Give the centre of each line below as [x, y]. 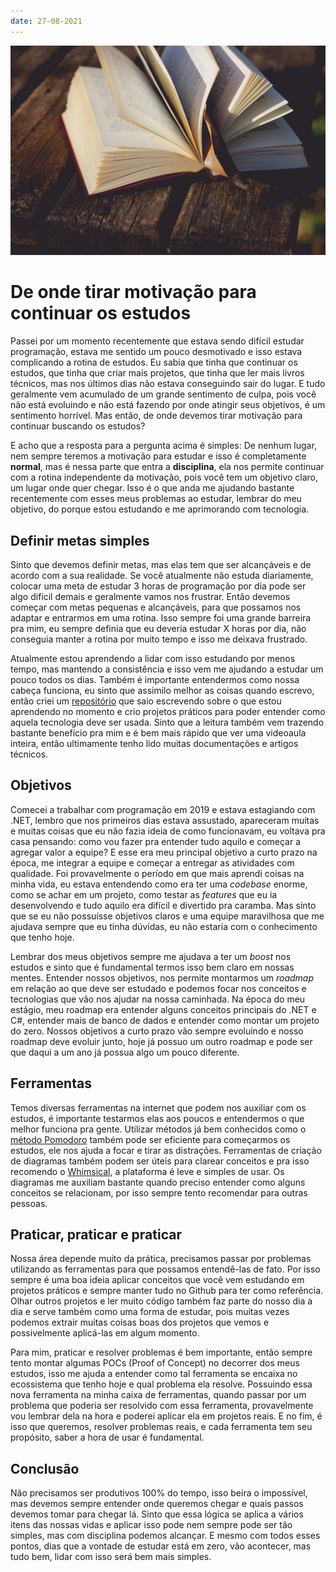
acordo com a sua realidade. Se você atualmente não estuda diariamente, [162, 576]
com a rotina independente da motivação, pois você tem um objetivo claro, [164, 477]
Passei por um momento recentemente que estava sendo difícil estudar [157, 341]
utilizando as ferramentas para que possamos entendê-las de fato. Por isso [165, 1269]
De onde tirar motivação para [133, 292]
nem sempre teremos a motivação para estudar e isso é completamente [158, 456]
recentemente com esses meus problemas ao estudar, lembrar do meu [156, 499]
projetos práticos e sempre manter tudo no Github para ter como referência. [167, 1291]
